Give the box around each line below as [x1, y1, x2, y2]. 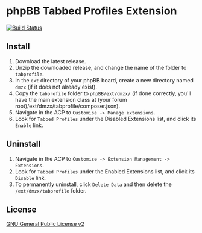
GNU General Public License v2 [6, 220, 84, 228]
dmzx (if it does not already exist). [14, 83, 98, 90]
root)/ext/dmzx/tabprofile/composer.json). [14, 102, 121, 110]
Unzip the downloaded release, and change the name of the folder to [14, 64, 187, 71]
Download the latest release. [14, 57, 86, 64]
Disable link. [14, 174, 46, 181]
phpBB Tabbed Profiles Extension [6, 4, 177, 18]
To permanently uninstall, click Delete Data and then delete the [14, 181, 172, 188]
